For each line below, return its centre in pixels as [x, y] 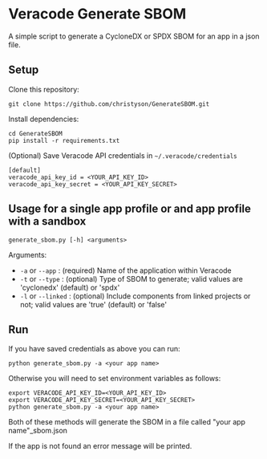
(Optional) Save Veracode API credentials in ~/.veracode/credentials [123, 155]
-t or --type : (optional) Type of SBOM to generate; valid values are [131, 278]
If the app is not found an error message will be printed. [100, 446]
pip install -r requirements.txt [64, 140]
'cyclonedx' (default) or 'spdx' [70, 287]
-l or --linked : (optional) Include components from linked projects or [135, 296]
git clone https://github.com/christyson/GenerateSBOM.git [109, 104]
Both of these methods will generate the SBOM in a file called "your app [127, 422]
